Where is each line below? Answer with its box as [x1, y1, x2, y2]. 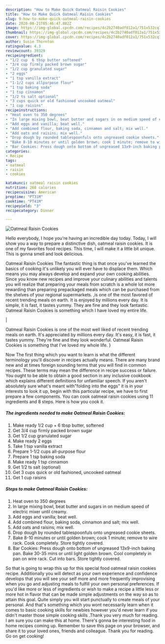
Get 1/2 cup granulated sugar [12, 433, 71, 439]
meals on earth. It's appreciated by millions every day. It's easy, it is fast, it [5, 332, 156, 338]
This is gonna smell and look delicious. [5, 251, 84, 257]
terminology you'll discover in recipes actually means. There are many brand [5, 357, 160, 363]
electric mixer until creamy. [12, 509, 68, 515]
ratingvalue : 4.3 [5, 44, 41, 49]
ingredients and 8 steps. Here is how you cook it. [5, 399, 104, 405]
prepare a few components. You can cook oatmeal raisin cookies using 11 [5, 394, 153, 400]
